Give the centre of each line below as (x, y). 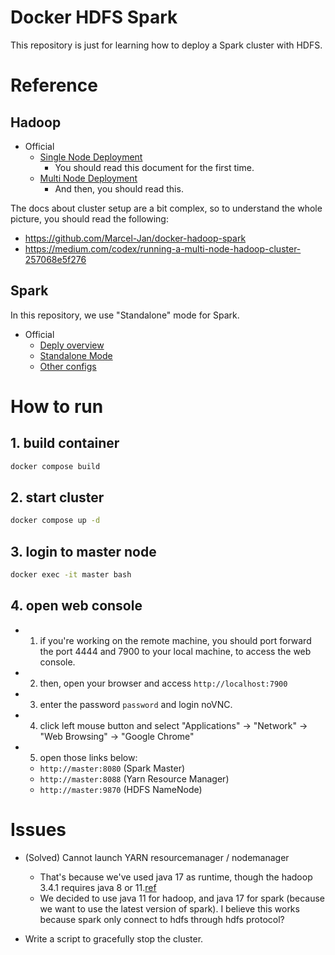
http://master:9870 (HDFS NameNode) (121, 789)
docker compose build (55, 466)
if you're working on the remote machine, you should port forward (175, 640)
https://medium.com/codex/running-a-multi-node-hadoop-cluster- (163, 248)
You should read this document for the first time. (154, 167)
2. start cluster (57, 497)
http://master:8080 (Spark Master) (112, 768)
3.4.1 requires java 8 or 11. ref (98, 887)
